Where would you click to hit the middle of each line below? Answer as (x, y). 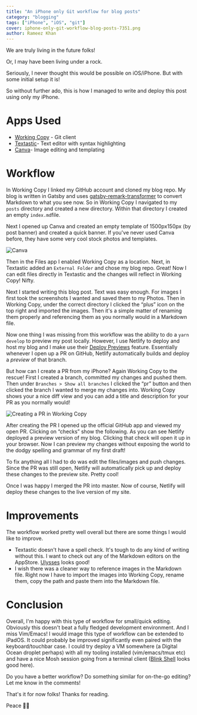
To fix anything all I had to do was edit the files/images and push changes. (96, 462)
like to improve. (25, 538)
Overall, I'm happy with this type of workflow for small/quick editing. (89, 621)
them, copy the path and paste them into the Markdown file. (87, 581)
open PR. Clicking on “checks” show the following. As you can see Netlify (95, 431)
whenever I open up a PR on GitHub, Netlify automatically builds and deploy (98, 353)
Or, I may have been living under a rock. (54, 62)
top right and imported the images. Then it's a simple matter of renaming (94, 311)
